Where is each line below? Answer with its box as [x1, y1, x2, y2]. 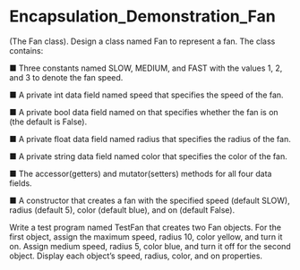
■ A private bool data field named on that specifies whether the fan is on [9, 106, 279, 117]
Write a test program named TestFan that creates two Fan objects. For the [9, 222, 282, 232]
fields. [9, 177, 33, 189]
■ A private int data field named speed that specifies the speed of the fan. [9, 89, 284, 100]
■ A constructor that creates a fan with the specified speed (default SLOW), [9, 195, 290, 206]
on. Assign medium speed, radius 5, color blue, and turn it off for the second [9, 240, 291, 251]
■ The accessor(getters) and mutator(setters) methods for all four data [9, 168, 272, 179]
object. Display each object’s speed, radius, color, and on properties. [9, 250, 262, 261]
